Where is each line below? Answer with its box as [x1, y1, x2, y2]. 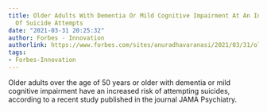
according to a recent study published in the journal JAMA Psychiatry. [8, 95, 238, 104]
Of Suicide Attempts [15, 19, 83, 27]
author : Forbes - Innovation [8, 33, 105, 42]
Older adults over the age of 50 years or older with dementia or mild [8, 77, 231, 87]
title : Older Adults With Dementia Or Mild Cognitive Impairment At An [8, 11, 250, 20]
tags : [8, 48, 26, 56]
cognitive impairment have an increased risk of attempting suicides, [8, 86, 230, 95]
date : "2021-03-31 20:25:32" [8, 26, 105, 34]
